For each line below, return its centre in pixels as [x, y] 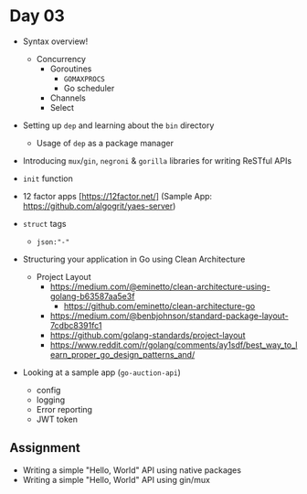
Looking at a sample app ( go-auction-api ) [101, 372]
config [48, 390]
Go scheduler [89, 88]
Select [62, 107]
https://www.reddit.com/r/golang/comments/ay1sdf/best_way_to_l [174, 345]
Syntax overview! [55, 41]
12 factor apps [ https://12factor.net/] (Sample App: [117, 196]
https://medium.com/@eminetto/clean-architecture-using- [160, 286]
